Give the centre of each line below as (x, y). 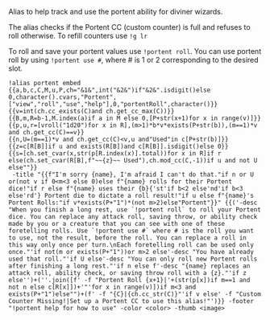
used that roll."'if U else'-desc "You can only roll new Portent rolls (133, 259)
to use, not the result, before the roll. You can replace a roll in (128, 238)
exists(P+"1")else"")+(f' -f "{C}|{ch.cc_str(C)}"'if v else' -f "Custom (135, 294)
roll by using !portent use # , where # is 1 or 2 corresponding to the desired (134, 60)
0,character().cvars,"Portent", (62, 97)
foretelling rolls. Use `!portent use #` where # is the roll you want (131, 231)
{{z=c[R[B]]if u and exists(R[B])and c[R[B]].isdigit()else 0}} (118, 146)
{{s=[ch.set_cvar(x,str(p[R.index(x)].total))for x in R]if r (115, 154)
